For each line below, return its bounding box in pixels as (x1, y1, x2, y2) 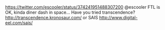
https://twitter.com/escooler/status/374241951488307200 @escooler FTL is (5, 4, 160, 10)
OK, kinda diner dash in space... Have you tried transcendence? (5, 9, 135, 15)
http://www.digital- (99, 15, 138, 20)
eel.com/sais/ (5, 20, 33, 26)
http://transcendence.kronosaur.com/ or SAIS (5, 15, 98, 20)
